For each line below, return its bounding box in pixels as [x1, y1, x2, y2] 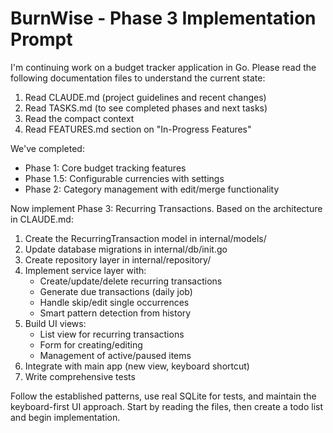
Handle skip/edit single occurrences [39, 296, 190, 308]
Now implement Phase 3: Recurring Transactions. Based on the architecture [10, 202, 323, 214]
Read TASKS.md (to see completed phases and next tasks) [24, 102, 268, 114]
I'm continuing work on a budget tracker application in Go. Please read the [10, 61, 317, 73]
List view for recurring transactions [39, 328, 185, 340]
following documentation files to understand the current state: [10, 72, 266, 84]
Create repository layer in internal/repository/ [24, 253, 212, 266]
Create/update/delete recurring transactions [39, 275, 223, 287]
